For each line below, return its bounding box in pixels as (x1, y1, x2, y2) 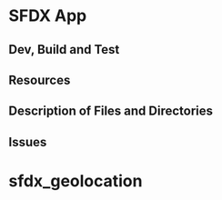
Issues (8, 134, 47, 150)
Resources (8, 72, 71, 87)
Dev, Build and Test (8, 42, 120, 57)
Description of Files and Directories (8, 104, 214, 119)
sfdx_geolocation (8, 170, 143, 191)
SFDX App (8, 5, 87, 26)
